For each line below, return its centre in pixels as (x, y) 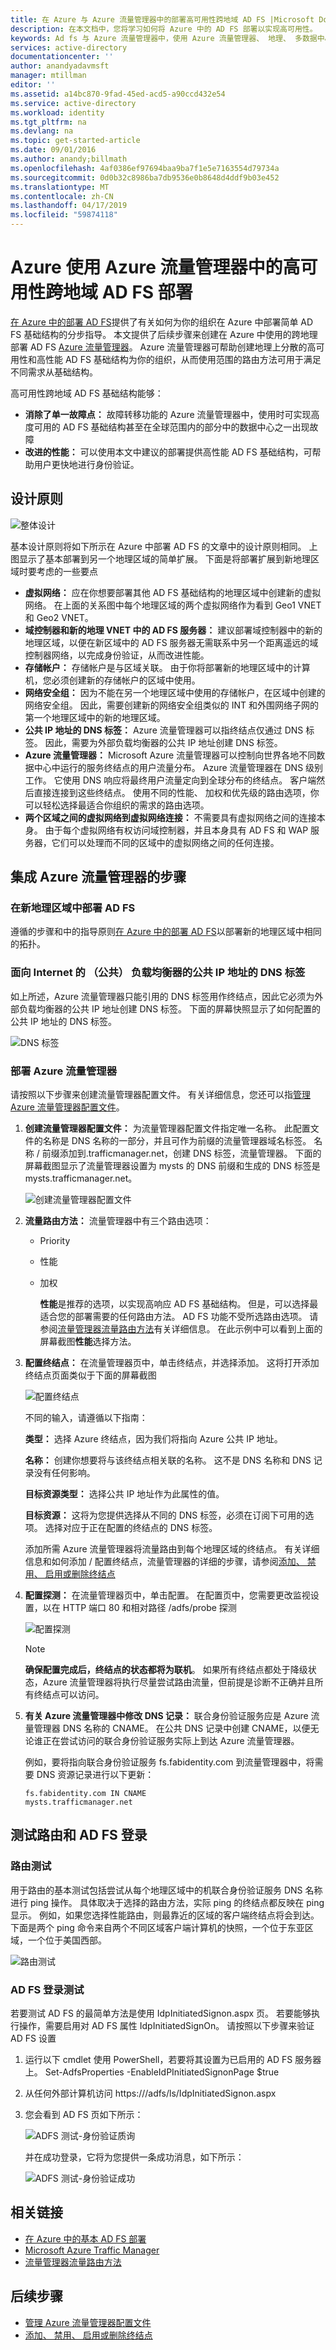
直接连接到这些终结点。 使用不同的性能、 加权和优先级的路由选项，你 (176, 792)
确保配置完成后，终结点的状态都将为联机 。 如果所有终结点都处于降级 (166, 1670)
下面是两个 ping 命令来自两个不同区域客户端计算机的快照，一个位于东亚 (157, 1927)
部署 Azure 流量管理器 (64, 1071)
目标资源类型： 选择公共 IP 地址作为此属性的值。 (124, 1494)
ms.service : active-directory (73, 103)
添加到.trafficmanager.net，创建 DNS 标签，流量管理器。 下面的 (190, 1153)
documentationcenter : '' (62, 57)
